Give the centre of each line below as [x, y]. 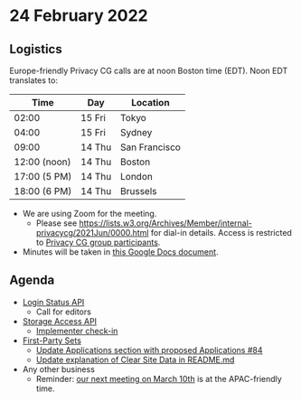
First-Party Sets [52, 340]
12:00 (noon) [42, 162]
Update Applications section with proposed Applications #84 [150, 350]
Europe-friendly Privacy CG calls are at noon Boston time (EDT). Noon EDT [149, 70]
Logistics [36, 49]
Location [150, 103]
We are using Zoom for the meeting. [89, 214]
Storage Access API [60, 321]
